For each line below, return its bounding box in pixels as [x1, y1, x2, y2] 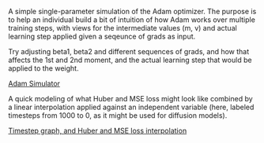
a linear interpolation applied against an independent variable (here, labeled [8, 102, 255, 112]
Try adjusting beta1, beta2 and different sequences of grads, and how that [8, 47, 250, 56]
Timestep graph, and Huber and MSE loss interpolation [8, 126, 187, 135]
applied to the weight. [8, 64, 79, 73]
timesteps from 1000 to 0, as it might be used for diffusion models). [8, 111, 228, 120]
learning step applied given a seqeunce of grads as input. [8, 31, 196, 41]
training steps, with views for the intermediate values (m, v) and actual [8, 24, 237, 32]
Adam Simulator [8, 79, 61, 88]
